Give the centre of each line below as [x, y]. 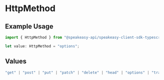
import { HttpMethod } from [34, 37]
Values [16, 61]
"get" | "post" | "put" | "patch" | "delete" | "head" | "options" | [77, 72]
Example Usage [29, 26]
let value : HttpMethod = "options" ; [42, 46]
